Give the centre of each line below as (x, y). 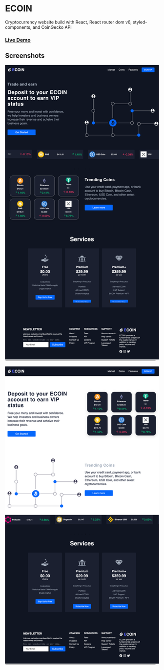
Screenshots (25, 56)
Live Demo (18, 40)
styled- (140, 22)
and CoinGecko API (52, 27)
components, (18, 27)
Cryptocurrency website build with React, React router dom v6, (68, 22)
